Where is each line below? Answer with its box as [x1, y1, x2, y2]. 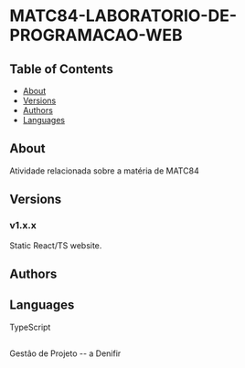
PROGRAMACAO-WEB [9, 25, 183, 46]
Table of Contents [9, 61, 114, 77]
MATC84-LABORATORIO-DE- [9, 5, 238, 26]
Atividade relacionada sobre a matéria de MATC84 [9, 165, 199, 176]
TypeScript [9, 321, 51, 332]
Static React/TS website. [9, 239, 102, 251]
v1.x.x [9, 219, 37, 232]
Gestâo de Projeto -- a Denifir [9, 348, 122, 359]
